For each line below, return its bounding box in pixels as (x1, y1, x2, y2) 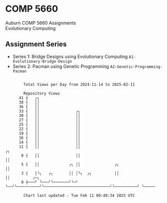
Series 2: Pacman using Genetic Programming (12, 63, 109, 69)
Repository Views (23, 91, 60, 96)
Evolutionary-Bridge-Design (12, 59, 72, 64)
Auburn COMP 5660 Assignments (5, 20, 76, 26)
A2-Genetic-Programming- (110, 64, 163, 69)
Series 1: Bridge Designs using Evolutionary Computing (12, 53, 128, 59)
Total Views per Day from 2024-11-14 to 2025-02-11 (23, 82, 136, 87)
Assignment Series (5, 40, 67, 49)
